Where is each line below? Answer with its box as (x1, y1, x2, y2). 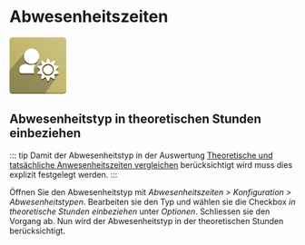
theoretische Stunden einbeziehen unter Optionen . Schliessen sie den (9, 206, 271, 217)
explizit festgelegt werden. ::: (9, 169, 118, 180)
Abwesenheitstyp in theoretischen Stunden (9, 112, 261, 127)
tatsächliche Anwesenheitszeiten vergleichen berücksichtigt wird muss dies (9, 159, 293, 170)
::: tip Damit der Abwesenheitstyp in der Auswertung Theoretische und (9, 150, 273, 161)
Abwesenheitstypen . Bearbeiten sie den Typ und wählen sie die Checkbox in (9, 196, 296, 207)
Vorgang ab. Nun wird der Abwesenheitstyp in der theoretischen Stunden (9, 215, 284, 226)
